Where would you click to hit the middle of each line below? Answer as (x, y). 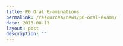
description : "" (27, 34)
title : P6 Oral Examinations (43, 12)
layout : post (23, 28)
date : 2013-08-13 (28, 23)
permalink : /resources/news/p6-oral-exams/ (62, 17)
